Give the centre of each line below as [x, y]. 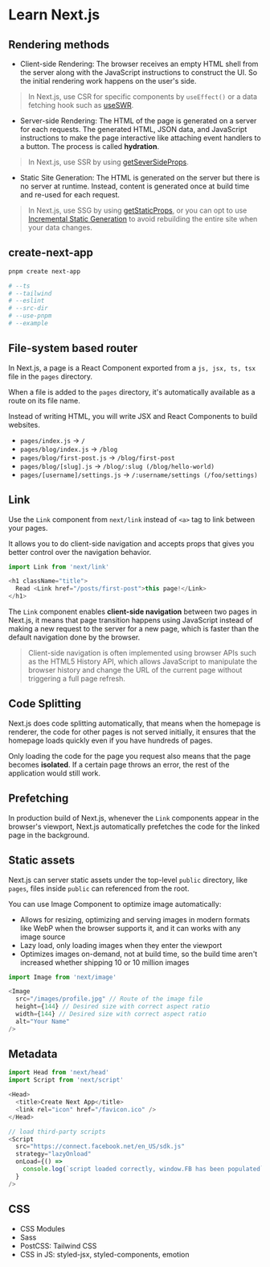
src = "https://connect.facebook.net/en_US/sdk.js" [100, 1147]
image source [43, 937]
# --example [28, 324]
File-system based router [73, 348]
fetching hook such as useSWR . [81, 105]
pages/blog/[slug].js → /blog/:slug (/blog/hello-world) [117, 466]
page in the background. [49, 834]
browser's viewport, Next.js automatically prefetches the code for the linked [134, 826]
